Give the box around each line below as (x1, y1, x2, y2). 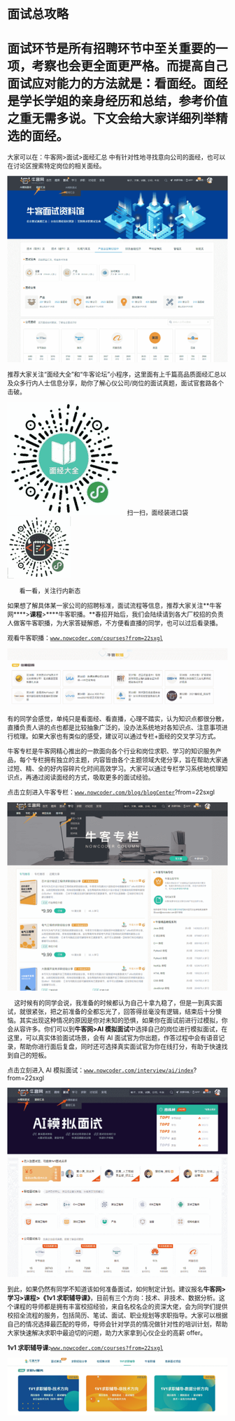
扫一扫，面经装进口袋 (127, 508, 189, 516)
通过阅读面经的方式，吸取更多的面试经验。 (31, 773, 155, 782)
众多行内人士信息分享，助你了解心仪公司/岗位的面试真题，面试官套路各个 (13, 378, 225, 387)
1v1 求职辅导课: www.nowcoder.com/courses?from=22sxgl (7, 1343, 164, 1352)
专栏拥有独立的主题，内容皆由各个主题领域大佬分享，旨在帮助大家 (31, 756, 222, 764)
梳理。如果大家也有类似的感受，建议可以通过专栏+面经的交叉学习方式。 (13, 732, 220, 741)
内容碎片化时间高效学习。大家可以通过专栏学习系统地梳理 (55, 764, 222, 773)
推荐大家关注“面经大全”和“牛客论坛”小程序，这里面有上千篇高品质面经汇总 (7, 370, 220, 378)
